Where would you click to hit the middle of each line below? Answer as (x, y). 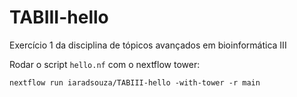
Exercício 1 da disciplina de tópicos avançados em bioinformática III (148, 45)
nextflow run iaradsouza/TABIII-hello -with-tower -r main (135, 82)
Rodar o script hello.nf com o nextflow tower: (105, 64)
